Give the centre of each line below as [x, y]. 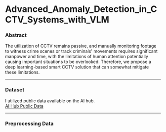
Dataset [15, 90]
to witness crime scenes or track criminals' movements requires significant [82, 51]
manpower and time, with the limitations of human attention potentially [77, 57]
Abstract [16, 35]
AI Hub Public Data [24, 106]
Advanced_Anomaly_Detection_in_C [81, 9]
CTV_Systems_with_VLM [57, 20]
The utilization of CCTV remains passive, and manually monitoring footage [81, 46]
